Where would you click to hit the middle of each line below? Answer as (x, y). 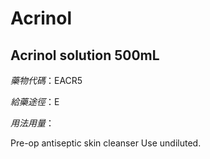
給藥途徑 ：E (35, 101)
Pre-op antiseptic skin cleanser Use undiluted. (106, 143)
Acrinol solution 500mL (85, 55)
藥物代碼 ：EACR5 (46, 80)
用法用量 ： (32, 123)
